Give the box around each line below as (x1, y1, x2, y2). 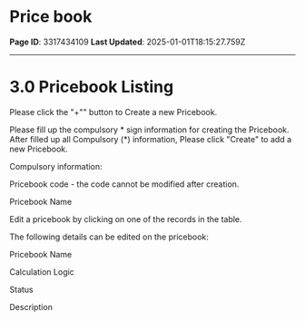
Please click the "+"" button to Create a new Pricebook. (9, 106, 218, 117)
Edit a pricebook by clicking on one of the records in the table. (9, 213, 242, 224)
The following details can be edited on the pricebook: (9, 231, 209, 242)
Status (9, 284, 34, 295)
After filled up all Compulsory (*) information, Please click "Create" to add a (9, 133, 292, 144)
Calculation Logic (9, 266, 74, 277)
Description (9, 301, 53, 312)
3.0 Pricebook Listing (9, 77, 174, 97)
